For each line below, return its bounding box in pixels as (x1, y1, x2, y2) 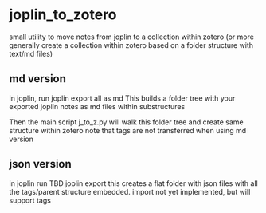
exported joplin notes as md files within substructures (9, 101, 186, 111)
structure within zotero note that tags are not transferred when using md (9, 125, 247, 135)
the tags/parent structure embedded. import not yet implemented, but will (9, 187, 251, 196)
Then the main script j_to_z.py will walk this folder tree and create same (9, 117, 244, 127)
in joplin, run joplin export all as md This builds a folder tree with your (9, 93, 236, 103)
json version (9, 157, 72, 171)
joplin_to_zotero (9, 6, 118, 24)
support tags (9, 195, 51, 205)
